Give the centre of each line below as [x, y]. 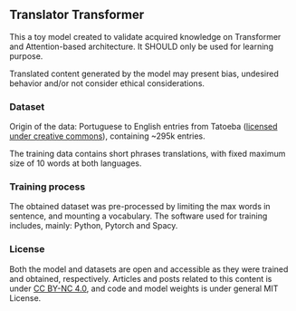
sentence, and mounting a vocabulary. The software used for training [138, 216]
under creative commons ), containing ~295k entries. [107, 136]
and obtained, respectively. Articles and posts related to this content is [141, 278]
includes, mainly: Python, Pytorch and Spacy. [94, 226]
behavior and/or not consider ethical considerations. [107, 83]
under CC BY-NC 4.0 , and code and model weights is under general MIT [144, 288]
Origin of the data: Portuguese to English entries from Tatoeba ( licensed [143, 127]
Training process [48, 187]
